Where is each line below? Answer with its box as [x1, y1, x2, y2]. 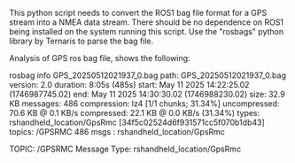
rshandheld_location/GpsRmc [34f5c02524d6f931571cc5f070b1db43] [9, 117, 266, 128]
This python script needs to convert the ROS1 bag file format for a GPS [9, 8, 268, 18]
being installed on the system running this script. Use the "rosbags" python [9, 27, 284, 36]
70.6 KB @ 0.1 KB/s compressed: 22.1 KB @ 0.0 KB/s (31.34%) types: [9, 108, 260, 118]
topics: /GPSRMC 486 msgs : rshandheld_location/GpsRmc [9, 127, 226, 136]
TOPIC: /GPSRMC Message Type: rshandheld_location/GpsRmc [9, 144, 242, 154]
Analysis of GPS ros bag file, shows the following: [9, 53, 190, 63]
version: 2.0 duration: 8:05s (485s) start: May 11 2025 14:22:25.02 [9, 80, 250, 89]
